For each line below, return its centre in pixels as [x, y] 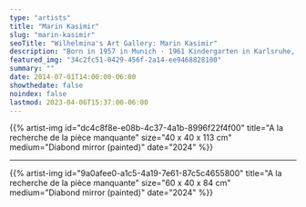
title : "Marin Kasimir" [55, 26]
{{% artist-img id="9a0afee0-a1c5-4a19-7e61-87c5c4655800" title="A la [146, 173]
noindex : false [38, 94]
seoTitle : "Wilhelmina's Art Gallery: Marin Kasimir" [114, 43]
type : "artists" [40, 18]
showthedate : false [46, 85]
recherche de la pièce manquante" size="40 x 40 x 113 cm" [121, 138]
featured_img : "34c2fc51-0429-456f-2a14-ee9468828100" [116, 60]
